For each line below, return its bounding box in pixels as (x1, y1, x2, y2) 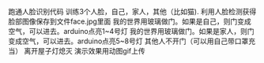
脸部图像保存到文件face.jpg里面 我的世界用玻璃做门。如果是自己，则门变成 (8, 17, 251, 26)
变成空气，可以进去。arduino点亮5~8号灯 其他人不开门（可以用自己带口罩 (8, 36, 249, 46)
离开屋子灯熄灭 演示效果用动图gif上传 (23, 46, 146, 55)
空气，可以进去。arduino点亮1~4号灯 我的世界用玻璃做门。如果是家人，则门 (8, 27, 255, 35)
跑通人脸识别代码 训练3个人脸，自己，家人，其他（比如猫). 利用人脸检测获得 (8, 7, 257, 16)
